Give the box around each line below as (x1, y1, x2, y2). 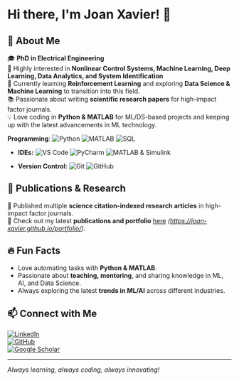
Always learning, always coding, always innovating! (7, 365, 160, 374)
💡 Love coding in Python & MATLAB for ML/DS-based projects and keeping (7, 113, 230, 121)
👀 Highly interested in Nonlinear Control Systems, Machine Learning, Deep (7, 64, 231, 73)
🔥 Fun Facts (7, 245, 60, 257)
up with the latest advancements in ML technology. (7, 121, 157, 129)
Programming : (7, 134, 51, 143)
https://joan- (169, 216, 208, 225)
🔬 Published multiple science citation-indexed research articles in (7, 201, 204, 210)
